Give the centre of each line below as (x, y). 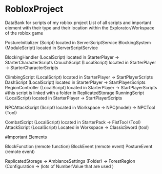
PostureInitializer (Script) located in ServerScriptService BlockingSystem (78, 42)
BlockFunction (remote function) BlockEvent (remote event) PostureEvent (79, 146)
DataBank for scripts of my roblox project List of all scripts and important (78, 23)
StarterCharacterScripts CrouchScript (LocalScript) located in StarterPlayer (81, 62)
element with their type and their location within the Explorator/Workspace (80, 27)
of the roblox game (24, 33)
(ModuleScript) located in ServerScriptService (51, 48)
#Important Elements (26, 137)
